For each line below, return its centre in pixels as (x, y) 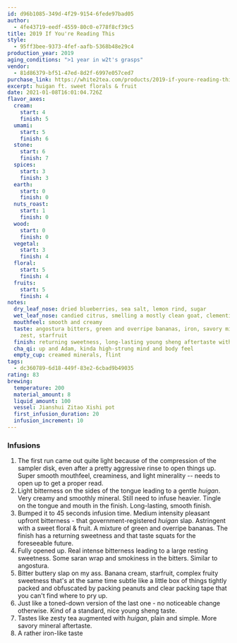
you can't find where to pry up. (62, 596)
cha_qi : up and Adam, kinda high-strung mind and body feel (104, 349)
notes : (17, 303)
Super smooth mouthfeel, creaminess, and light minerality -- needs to (119, 476)
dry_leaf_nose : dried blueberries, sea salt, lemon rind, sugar (110, 309)
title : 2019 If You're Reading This (61, 34)
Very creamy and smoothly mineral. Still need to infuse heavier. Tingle (119, 498)
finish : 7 (35, 158)
